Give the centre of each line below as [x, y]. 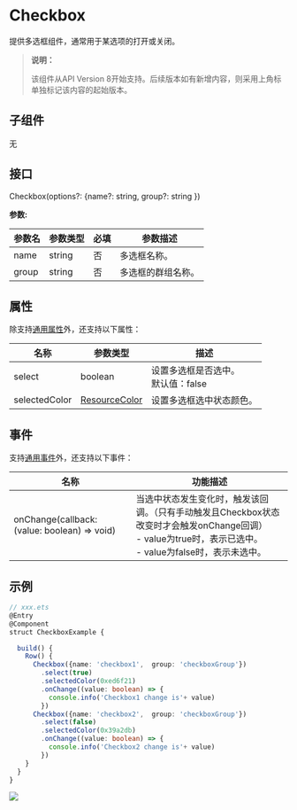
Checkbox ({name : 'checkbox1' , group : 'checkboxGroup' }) [140, 665]
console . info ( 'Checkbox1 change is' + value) [132, 697]
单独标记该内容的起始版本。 [81, 90]
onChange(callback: [56, 519]
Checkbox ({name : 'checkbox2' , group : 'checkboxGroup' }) [140, 714]
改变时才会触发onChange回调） [202, 526]
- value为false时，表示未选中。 [201, 552]
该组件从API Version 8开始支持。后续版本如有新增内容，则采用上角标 [156, 78]
